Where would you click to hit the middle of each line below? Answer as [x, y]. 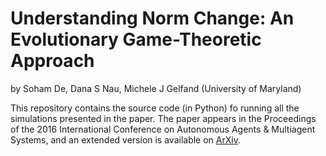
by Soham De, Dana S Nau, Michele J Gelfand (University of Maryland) [156, 88]
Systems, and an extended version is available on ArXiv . [125, 139]
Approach [52, 61]
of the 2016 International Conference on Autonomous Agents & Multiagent [163, 129]
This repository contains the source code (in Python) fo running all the [155, 108]
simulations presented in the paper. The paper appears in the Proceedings [163, 118]
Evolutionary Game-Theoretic [136, 39]
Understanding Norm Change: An [152, 18]
